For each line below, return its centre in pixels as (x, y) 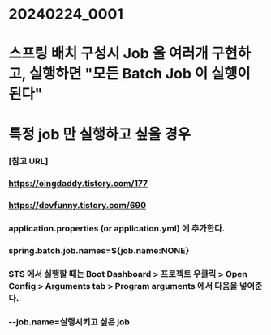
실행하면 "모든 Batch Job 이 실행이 (140, 74)
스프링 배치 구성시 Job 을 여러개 (108, 54)
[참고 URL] (28, 161)
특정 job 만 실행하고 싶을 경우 (99, 134)
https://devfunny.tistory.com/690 (77, 206)
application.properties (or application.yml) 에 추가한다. (117, 229)
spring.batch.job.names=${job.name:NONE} (99, 251)
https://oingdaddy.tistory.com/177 (78, 184)
